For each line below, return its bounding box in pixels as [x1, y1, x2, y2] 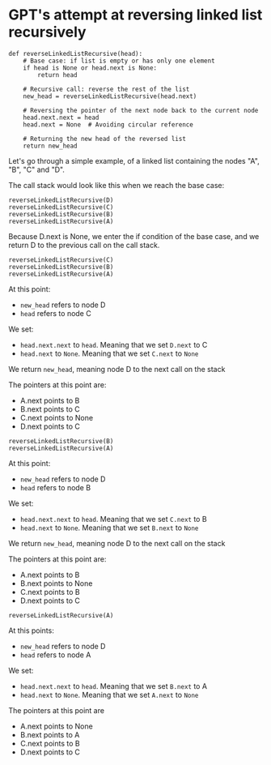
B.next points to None [19, 578, 93, 588]
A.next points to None [19, 721, 93, 731]
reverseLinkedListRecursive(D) [8, 196, 114, 204]
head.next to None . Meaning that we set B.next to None [19, 523, 199, 532]
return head [37, 71, 78, 79]
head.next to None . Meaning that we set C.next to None [19, 348, 199, 358]
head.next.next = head [23, 113, 100, 122]
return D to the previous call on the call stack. [8, 240, 160, 250]
